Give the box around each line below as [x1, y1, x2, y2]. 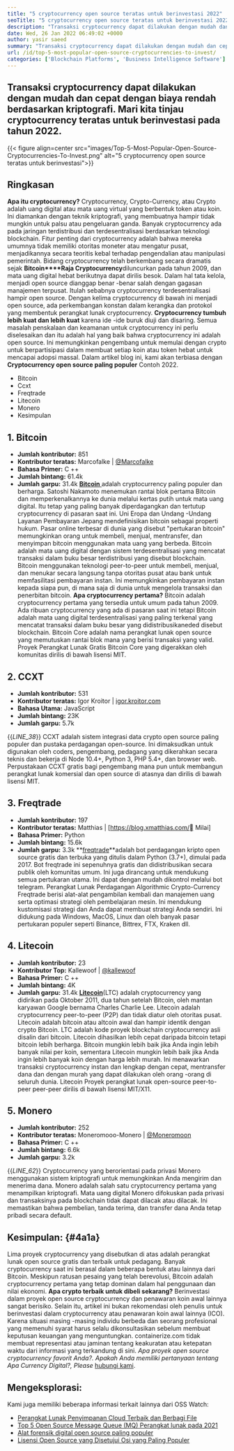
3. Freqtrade [7, 797, 62, 809]
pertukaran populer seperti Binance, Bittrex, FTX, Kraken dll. [17, 919, 190, 928]
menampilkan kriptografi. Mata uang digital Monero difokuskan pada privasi [7, 1189, 224, 1197]
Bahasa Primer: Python [17, 831, 85, 839]
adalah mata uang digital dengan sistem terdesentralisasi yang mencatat [17, 546, 226, 555]
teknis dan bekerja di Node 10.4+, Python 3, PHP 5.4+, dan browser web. [7, 755, 217, 763]
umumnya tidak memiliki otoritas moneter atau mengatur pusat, [7, 242, 189, 250]
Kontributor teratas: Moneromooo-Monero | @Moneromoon [17, 1131, 192, 1139]
